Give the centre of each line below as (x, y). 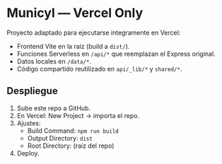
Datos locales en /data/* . (54, 61)
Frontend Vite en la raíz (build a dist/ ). (73, 46)
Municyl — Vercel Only (75, 13)
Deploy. (28, 153)
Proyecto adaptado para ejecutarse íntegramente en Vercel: (94, 33)
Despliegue (32, 91)
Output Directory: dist (60, 138)
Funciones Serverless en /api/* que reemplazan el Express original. (116, 54)
